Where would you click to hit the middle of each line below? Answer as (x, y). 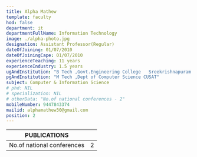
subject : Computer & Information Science (58, 83)
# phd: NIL (19, 88)
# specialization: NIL (34, 93)
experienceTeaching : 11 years (43, 61)
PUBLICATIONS (47, 135)
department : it (25, 28)
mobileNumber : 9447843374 (38, 104)
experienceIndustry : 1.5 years (45, 66)
